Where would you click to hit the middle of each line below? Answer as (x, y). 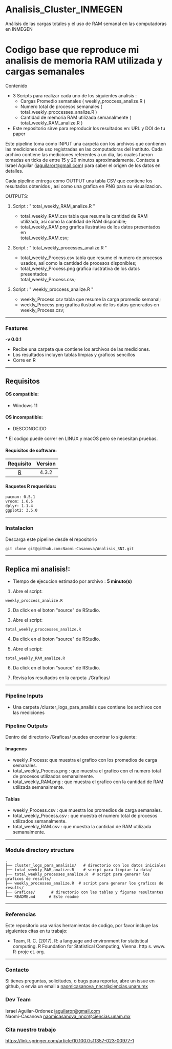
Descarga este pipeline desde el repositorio (51, 539)
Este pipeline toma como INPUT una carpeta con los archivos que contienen (86, 143)
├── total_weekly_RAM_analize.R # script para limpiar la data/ (79, 870)
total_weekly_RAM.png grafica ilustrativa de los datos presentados (90, 227)
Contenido (16, 86)
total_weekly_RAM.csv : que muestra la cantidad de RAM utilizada (82, 827)
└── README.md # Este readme (42, 897)
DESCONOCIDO (30, 428)
